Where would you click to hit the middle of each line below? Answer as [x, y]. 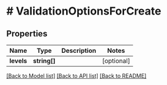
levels [18, 61]
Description [79, 51]
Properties [27, 34]
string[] [44, 61]
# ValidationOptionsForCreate [84, 11]
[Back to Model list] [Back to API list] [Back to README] [76, 76]
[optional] [116, 61]
